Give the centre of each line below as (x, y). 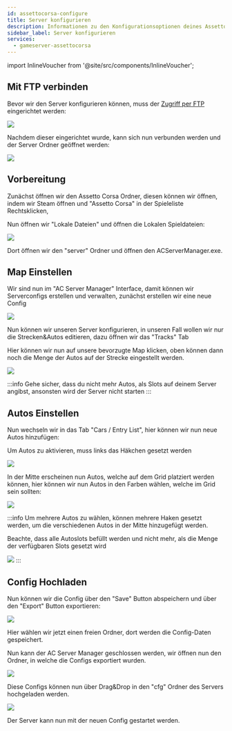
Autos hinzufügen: (33, 437)
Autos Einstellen (43, 413)
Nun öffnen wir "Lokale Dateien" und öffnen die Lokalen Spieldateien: (106, 224)
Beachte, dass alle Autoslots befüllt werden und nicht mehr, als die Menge (113, 539)
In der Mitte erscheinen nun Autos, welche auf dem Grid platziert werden (111, 477)
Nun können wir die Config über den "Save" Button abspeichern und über (112, 599)
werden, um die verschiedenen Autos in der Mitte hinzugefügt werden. (108, 525)
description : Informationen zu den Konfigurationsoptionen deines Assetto (117, 26)
